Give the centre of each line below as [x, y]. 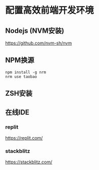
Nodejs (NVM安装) [35, 31]
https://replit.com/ [24, 138]
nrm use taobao [21, 76]
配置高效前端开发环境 [50, 10]
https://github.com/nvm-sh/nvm [39, 43]
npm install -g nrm [26, 72]
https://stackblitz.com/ [29, 162]
